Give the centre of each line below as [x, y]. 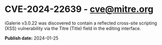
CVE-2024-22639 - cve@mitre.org [79, 9]
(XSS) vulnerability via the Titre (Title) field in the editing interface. [73, 28]
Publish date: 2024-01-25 [31, 38]
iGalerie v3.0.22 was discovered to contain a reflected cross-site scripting [81, 23]
